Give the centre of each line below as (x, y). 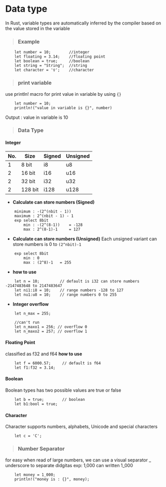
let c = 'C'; (28, 436)
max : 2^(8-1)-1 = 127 (52, 229)
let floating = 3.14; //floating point (60, 57)
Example (29, 41)
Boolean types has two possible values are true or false (63, 390)
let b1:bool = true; (36, 404)
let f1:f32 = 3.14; (35, 368)
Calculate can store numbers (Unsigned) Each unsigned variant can (85, 239)
